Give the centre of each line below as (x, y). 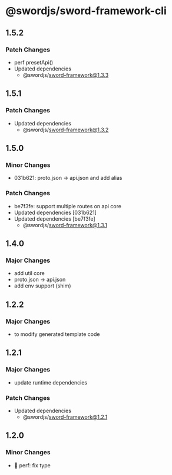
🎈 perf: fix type (32, 465)
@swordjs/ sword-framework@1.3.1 (65, 225)
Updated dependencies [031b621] (55, 212)
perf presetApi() (34, 62)
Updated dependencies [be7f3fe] (54, 219)
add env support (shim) (42, 286)
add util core (29, 273)
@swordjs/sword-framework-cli (86, 11)
